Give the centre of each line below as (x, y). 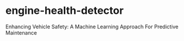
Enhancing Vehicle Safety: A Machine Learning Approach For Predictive (92, 27)
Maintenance (21, 32)
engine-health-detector (65, 11)
